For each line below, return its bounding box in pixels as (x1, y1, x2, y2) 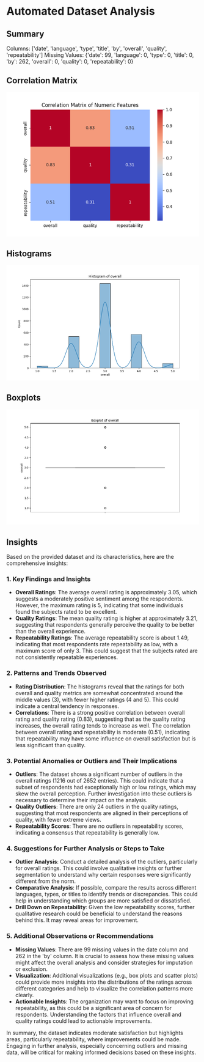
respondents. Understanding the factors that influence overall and (15, 1011, 181, 1018)
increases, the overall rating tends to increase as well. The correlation (15, 721, 191, 729)
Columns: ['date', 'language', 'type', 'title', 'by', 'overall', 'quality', (6, 45, 167, 52)
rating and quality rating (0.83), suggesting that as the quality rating (15, 715, 186, 723)
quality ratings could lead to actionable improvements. (15, 1017, 152, 1025)
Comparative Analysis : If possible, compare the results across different (15, 884, 197, 891)
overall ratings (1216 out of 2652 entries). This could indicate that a (15, 776, 184, 784)
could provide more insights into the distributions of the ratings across (15, 978, 192, 986)
